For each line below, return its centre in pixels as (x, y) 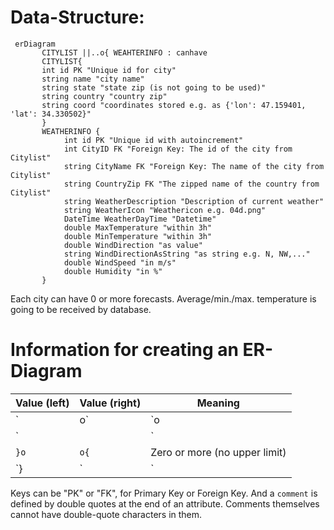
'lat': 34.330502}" (51, 114)
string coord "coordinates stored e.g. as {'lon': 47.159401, (174, 105)
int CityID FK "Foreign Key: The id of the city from (178, 149)
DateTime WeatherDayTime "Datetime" (140, 219)
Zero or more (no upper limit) (218, 452)
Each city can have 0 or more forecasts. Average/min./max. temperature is (163, 298)
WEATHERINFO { (71, 131)
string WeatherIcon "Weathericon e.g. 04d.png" (165, 210)
